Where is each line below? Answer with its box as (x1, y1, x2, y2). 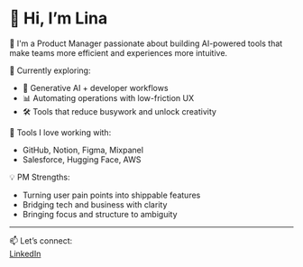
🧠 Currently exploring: (9, 65, 91, 76)
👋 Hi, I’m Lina (9, 8, 108, 29)
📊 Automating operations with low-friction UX (22, 92, 195, 103)
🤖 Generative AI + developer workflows (22, 82, 169, 93)
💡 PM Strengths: (9, 171, 70, 182)
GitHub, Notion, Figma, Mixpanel (22, 144, 144, 155)
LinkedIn (9, 248, 41, 259)
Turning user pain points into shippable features (22, 189, 201, 200)
